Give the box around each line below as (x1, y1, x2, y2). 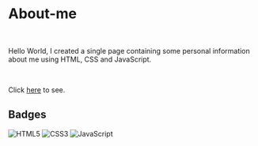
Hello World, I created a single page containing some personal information (8, 46, 251, 55)
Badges (8, 108, 47, 122)
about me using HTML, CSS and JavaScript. (8, 54, 152, 64)
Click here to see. (8, 84, 66, 95)
